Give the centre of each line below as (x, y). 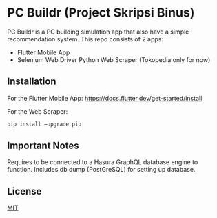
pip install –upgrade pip (44, 124)
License (24, 191)
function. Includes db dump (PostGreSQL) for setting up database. (101, 170)
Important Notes (43, 146)
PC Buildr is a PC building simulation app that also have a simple (98, 32)
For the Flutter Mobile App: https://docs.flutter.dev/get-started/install (105, 98)
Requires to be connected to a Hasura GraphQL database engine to (103, 162)
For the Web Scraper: (38, 111)
